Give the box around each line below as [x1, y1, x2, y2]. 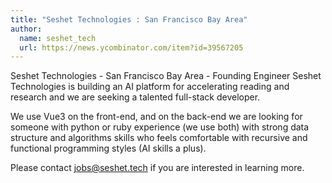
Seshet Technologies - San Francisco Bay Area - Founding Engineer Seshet [10, 70, 322, 82]
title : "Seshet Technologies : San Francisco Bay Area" [10, 14, 248, 25]
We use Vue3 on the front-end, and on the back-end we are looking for [10, 111, 303, 123]
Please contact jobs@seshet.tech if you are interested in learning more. [10, 162, 305, 174]
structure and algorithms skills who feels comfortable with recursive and [10, 132, 308, 144]
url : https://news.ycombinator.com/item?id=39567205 [19, 42, 244, 53]
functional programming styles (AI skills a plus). [10, 142, 207, 155]
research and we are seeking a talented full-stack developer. [10, 91, 261, 103]
